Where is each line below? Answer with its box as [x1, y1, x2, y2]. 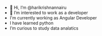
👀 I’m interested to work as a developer [9, 10, 88, 16]
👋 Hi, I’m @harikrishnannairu [9, 5, 67, 10]
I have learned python [9, 20, 54, 26]
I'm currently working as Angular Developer [9, 15, 97, 20]
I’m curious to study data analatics [9, 25, 79, 31]
